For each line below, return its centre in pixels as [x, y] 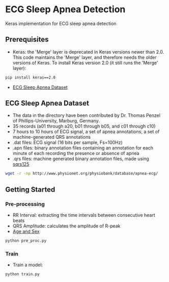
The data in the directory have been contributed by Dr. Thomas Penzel [86, 115]
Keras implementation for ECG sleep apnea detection [61, 23]
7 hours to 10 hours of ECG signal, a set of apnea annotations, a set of [86, 132]
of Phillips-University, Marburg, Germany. [56, 121]
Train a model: [28, 265]
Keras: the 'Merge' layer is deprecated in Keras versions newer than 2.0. [88, 52]
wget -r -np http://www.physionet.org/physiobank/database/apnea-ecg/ [82, 174]
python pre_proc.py [26, 241]
